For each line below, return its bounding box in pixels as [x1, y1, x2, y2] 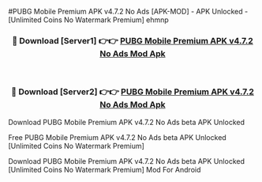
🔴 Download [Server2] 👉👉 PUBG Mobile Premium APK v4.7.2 [11, 86, 254, 97]
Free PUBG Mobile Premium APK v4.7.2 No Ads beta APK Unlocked [8, 132, 226, 142]
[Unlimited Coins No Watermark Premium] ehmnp [8, 15, 170, 25]
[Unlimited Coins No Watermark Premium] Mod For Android [8, 165, 201, 174]
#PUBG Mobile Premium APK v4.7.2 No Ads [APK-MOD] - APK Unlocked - [8, 7, 249, 16]
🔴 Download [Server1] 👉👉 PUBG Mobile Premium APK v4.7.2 [11, 35, 254, 46]
